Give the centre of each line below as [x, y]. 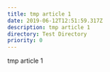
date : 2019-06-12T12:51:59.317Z [55, 21]
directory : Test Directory [47, 34]
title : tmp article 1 [39, 14]
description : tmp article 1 [49, 27]
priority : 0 [25, 41]
